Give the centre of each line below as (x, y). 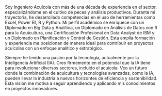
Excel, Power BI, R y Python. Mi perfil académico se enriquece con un (75, 22)
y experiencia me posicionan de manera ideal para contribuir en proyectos (79, 43)
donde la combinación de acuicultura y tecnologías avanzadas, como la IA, (80, 73)
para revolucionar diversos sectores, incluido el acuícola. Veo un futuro (76, 68)
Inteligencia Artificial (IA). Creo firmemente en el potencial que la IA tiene (78, 63)
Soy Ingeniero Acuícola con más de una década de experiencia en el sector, (81, 7)
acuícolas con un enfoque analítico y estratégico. (54, 48)
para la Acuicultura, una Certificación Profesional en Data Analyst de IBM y (80, 33)
